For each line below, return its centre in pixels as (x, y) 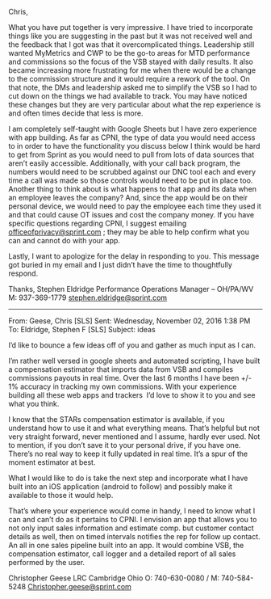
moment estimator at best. (52, 462)
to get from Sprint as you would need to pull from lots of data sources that (131, 154)
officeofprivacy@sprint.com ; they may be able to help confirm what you (129, 232)
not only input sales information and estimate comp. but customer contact (131, 528)
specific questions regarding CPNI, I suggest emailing (98, 223)
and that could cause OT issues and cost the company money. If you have (131, 215)
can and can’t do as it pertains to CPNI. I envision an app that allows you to (133, 519)
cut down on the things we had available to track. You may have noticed (128, 96)
